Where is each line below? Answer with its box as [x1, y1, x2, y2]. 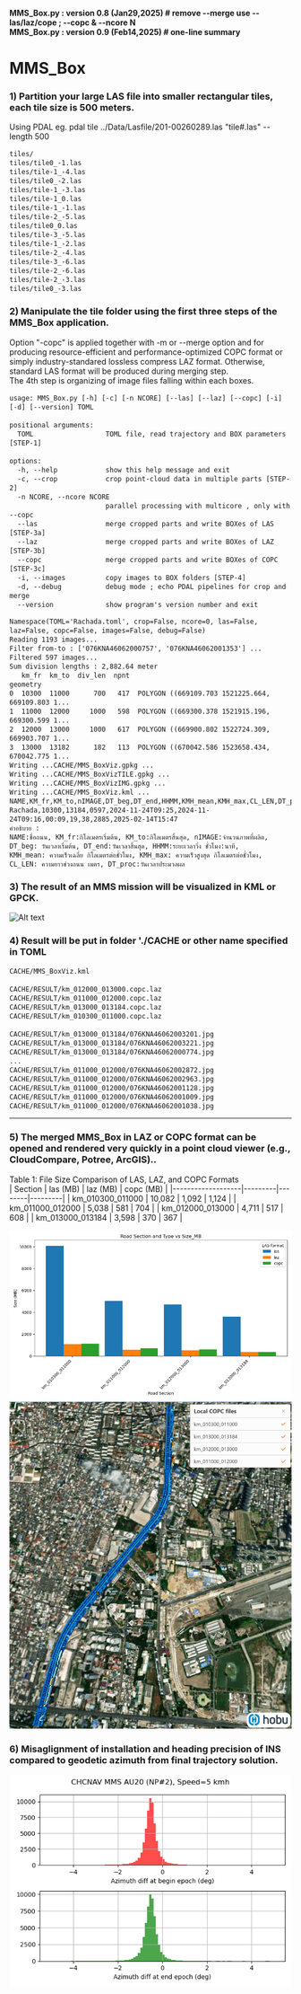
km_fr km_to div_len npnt [21, 671, 130, 680]
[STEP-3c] [9, 564, 47, 573]
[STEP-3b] [9, 546, 47, 555]
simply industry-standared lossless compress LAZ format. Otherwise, [9, 356, 266, 366]
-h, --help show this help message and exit [17, 465, 230, 474]
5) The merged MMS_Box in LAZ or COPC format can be [9, 1131, 257, 1143]
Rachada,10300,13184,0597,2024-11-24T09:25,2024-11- [9, 806, 211, 815]
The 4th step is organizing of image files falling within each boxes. [9, 375, 254, 385]
